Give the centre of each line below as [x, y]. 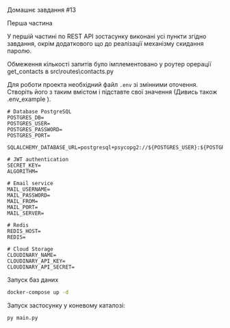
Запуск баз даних [33, 280]
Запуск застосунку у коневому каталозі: [66, 305]
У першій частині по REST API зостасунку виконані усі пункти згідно [107, 36]
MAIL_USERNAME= [29, 189]
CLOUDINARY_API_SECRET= [41, 267]
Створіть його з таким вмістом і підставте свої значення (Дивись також [112, 92]
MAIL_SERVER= [26, 213]
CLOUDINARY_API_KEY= [37, 261]
